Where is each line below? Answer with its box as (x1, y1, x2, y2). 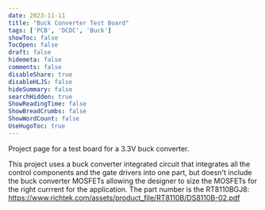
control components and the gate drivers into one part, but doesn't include (8, 167, 252, 177)
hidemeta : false (8, 56, 62, 64)
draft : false (8, 48, 52, 56)
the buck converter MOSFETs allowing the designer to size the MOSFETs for (8, 176, 258, 185)
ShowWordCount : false (8, 115, 80, 123)
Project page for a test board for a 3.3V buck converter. (8, 143, 190, 153)
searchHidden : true (8, 93, 73, 101)
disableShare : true (8, 71, 73, 78)
